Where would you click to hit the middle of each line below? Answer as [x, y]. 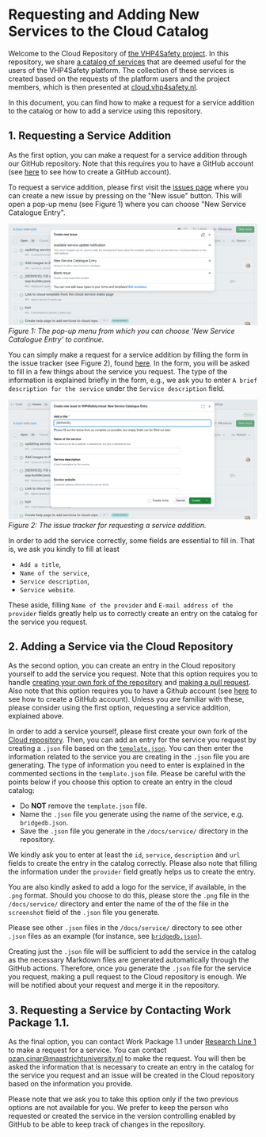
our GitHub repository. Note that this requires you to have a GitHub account [131, 163]
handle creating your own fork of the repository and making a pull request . [129, 683]
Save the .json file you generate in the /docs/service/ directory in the [134, 831]
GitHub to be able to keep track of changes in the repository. [107, 1124]
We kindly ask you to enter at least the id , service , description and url [124, 855]
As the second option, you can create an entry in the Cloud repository [122, 666]
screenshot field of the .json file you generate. [84, 913]
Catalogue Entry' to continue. [56, 339]
